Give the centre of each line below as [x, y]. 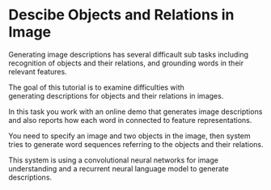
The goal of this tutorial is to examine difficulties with [96, 87]
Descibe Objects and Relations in [121, 15]
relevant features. [38, 71]
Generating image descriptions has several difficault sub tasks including [129, 54]
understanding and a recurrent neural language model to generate [119, 168]
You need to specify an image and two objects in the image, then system [129, 136]
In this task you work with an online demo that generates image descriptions [135, 112]
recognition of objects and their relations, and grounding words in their [126, 63]
